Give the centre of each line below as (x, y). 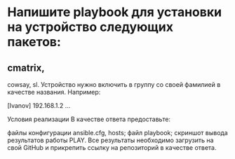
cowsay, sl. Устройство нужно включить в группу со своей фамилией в (114, 84)
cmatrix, (26, 68)
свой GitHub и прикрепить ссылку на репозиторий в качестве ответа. (112, 147)
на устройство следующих (90, 27)
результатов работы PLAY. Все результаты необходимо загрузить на (110, 140)
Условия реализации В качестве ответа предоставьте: (89, 119)
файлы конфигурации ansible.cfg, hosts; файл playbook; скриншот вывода (117, 133)
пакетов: (34, 42)
